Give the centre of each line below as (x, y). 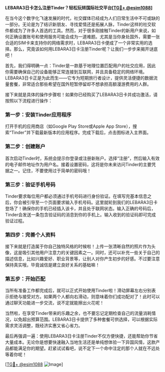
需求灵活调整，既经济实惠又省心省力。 (44, 326)
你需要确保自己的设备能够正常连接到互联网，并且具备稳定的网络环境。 (76, 72)
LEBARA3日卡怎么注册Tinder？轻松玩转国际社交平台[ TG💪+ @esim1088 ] (79, 8)
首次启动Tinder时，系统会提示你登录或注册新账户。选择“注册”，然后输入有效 (82, 158)
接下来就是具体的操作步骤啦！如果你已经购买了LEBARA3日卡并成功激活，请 (82, 95)
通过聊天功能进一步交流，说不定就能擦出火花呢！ (55, 303)
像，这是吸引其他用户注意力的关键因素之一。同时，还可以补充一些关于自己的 (82, 253)
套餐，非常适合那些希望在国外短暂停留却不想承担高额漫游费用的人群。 (80, 84)
